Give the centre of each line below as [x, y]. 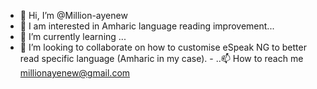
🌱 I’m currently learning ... [73, 36]
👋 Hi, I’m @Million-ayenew [73, 15]
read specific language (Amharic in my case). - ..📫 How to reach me [161, 58]
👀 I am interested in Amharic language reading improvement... [147, 26]
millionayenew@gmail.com [75, 73]
